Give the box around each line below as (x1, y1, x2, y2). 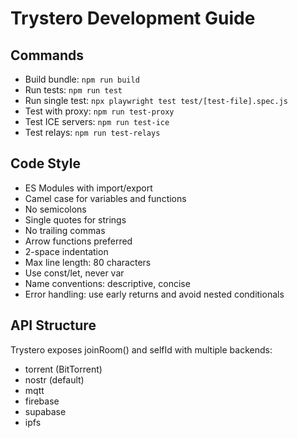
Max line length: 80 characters (24, 256, 152, 268)
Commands (10, 47, 85, 64)
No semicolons (24, 203, 87, 215)
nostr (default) (24, 373, 85, 386)
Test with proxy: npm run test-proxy (24, 105, 175, 117)
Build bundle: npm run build (24, 73, 140, 85)
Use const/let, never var (24, 267, 125, 279)
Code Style (10, 155, 81, 172)
